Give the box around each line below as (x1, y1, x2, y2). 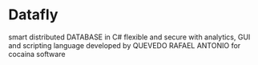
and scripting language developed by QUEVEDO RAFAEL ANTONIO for (8, 40, 241, 50)
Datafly (8, 6, 58, 24)
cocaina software (8, 49, 66, 59)
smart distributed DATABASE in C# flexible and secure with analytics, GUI (8, 32, 251, 42)
